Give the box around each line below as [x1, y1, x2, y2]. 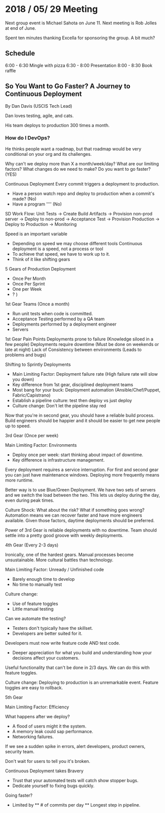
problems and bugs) [5, 351, 46, 358]
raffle [5, 68, 16, 73]
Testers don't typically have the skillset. [12, 625, 93, 631]
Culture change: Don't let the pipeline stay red [12, 403, 106, 408]
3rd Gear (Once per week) [5, 432, 59, 438]
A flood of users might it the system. [12, 723, 86, 729]
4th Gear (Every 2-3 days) [5, 542, 59, 548]
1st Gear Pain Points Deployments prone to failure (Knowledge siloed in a [5, 336, 154, 342]
